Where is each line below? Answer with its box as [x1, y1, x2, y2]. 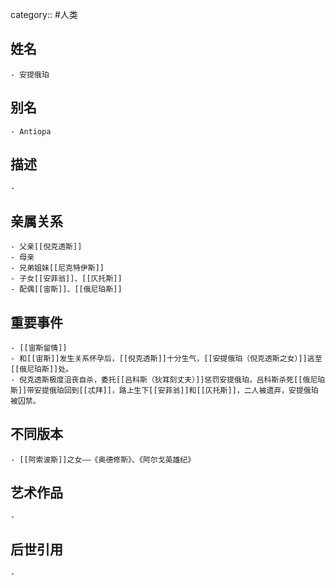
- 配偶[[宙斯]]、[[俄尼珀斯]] [10, 284, 123, 295]
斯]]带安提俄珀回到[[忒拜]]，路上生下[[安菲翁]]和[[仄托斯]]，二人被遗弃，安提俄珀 [10, 386, 319, 396]
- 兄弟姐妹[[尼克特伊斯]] [10, 263, 105, 273]
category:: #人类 [10, 9, 78, 20]
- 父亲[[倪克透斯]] [10, 242, 83, 252]
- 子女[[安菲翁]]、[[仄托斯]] [10, 274, 123, 284]
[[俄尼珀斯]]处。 [10, 364, 73, 375]
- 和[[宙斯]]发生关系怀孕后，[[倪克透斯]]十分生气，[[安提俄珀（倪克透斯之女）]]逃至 [10, 354, 323, 364]
